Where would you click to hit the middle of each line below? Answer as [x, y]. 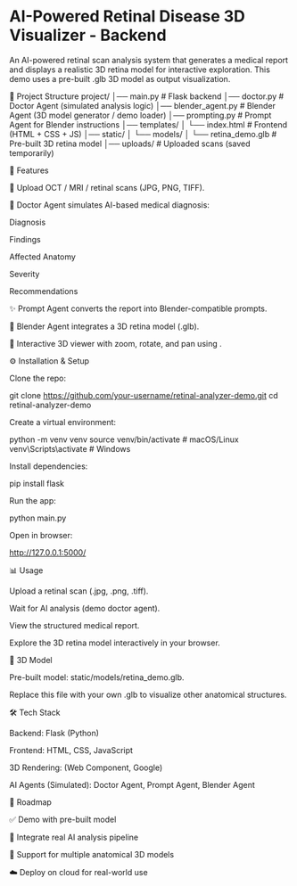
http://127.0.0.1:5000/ [48, 552]
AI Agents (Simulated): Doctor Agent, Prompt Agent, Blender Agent [132, 784]
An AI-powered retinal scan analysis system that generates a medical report [148, 60]
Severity [25, 274]
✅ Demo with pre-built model [63, 819]
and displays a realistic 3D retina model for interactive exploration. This [140, 70]
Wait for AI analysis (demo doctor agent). [85, 608]
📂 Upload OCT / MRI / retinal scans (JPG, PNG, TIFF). [107, 187]
